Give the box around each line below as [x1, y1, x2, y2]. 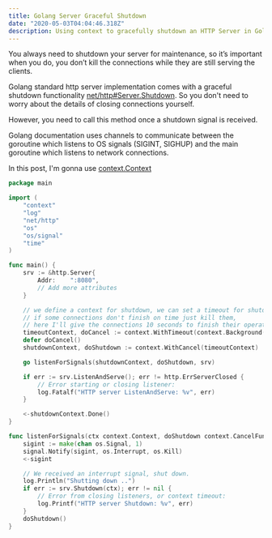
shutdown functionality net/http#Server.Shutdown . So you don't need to [8, 91, 249, 100]
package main [8, 179, 53, 187]
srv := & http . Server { [23, 269, 96, 277]
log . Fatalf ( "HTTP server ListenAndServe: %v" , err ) [37, 388, 216, 396]
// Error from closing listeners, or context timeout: [37, 492, 227, 501]
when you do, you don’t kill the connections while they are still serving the [8, 58, 255, 67]
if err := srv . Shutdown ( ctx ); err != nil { [23, 485, 172, 493]
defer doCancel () [23, 336, 82, 344]
